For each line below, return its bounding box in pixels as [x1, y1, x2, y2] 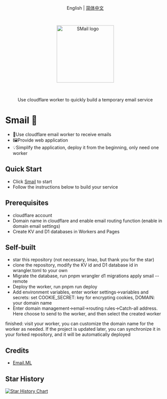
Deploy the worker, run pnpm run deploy [12, 284, 97, 290]
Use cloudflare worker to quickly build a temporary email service [17, 97, 153, 102]
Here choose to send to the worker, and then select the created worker [12, 311, 161, 317]
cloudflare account [12, 212, 52, 218]
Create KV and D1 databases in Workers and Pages [12, 228, 120, 234]
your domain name [12, 300, 52, 306]
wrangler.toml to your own [12, 268, 68, 274]
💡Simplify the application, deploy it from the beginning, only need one [12, 144, 159, 150]
